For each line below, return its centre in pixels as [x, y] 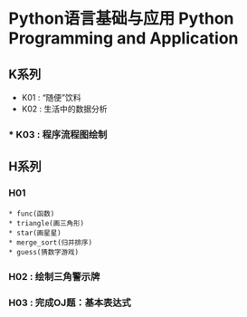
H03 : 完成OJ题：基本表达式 [70, 303]
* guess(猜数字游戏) [43, 252]
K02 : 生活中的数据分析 [64, 109]
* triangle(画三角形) [47, 223]
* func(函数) [32, 214]
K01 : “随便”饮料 [51, 97]
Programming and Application [123, 38]
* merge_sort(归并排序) [50, 242]
